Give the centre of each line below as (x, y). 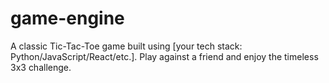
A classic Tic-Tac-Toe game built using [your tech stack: (126, 46)
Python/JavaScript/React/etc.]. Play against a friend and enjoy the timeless (164, 56)
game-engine (67, 18)
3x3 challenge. (41, 67)
